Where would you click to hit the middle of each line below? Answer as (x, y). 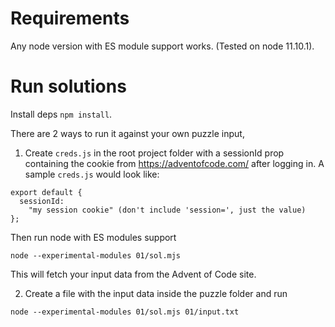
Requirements (70, 18)
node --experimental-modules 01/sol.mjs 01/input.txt (125, 312)
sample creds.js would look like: (92, 174)
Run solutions (68, 86)
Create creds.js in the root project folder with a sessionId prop (154, 153)
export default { (46, 192)
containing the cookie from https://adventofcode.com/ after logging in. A (174, 163)
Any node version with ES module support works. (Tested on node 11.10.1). (162, 46)
